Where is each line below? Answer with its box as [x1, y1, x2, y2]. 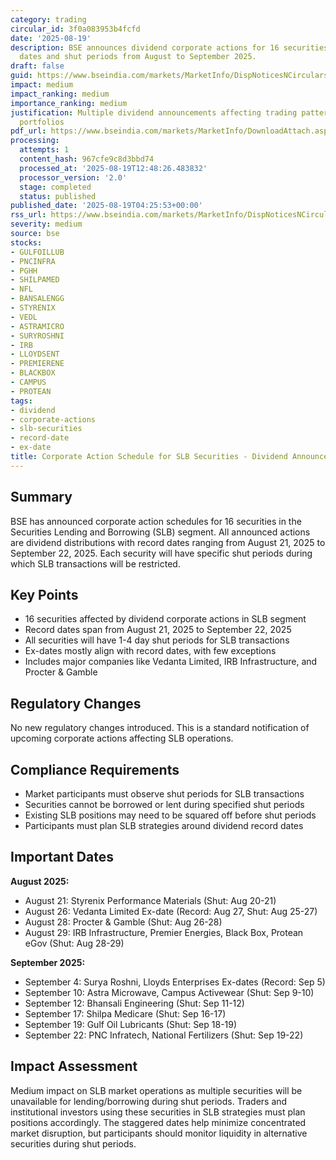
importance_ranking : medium [10, 98, 128, 108]
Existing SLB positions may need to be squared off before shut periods [24, 809, 317, 821]
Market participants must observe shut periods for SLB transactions [24, 788, 305, 800]
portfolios [19, 117, 65, 127]
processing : [10, 136, 60, 146]
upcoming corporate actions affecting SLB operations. [10, 732, 234, 745]
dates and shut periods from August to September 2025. [19, 52, 257, 62]
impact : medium [10, 80, 74, 90]
